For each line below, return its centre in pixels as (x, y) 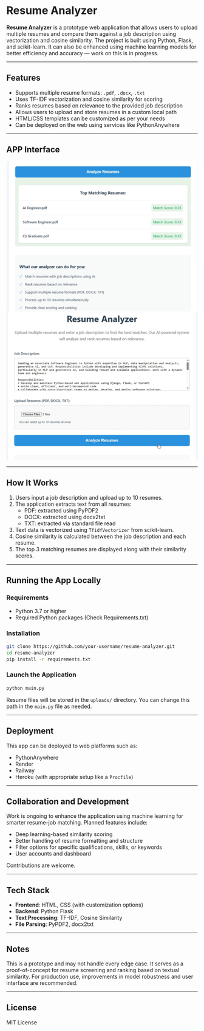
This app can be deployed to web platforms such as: (72, 746)
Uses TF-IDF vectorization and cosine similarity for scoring (89, 99)
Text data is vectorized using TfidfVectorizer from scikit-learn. (94, 529)
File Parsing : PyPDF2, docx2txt (54, 924)
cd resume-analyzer (31, 653)
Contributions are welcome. (41, 865)
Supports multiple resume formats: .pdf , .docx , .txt (80, 92)
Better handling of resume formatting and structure (79, 841)
